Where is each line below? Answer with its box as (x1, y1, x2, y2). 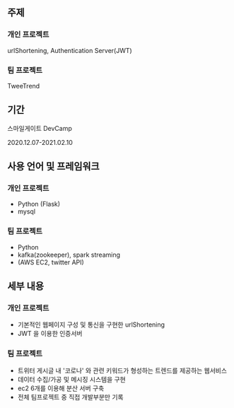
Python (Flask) (17, 200, 61, 209)
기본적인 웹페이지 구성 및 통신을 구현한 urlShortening (17, 320, 165, 329)
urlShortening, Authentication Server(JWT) (7, 46, 132, 54)
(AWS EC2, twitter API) (17, 257, 85, 267)
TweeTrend (7, 81, 40, 90)
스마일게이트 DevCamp (7, 124, 73, 132)
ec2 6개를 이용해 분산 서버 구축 (17, 384, 105, 392)
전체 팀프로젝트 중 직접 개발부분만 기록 (17, 392, 124, 401)
